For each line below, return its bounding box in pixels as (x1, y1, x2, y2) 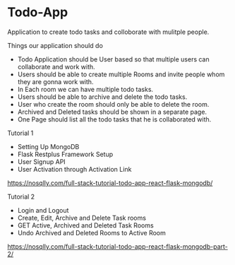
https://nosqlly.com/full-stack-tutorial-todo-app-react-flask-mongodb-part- (7, 242, 228, 251)
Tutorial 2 (7, 192, 35, 201)
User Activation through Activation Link (17, 165, 132, 173)
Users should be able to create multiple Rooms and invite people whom (17, 70, 225, 78)
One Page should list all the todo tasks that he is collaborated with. (17, 114, 212, 124)
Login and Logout (17, 206, 69, 214)
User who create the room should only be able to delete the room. (17, 100, 210, 108)
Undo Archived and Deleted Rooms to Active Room (17, 228, 166, 237)
